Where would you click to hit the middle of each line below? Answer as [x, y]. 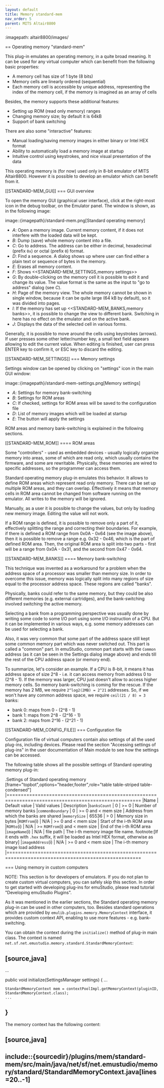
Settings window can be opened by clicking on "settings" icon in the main [80, 368]
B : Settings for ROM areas [38, 398]
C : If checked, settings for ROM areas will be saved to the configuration [84, 403]
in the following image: [28, 211]
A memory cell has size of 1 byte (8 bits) [53, 76]
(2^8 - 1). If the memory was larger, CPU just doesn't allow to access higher [81, 680]
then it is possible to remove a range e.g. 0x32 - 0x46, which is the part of [80, 539]
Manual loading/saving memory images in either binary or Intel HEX [80, 141]
